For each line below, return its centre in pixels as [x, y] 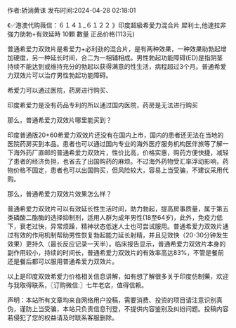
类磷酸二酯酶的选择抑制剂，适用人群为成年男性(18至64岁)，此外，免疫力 [112, 217]
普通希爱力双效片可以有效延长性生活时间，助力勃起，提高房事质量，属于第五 [118, 209]
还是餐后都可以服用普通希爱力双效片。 [63, 261]
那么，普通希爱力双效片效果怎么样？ [60, 194]
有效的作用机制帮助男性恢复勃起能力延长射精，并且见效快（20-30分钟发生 [121, 235]
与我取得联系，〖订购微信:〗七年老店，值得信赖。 [78, 285]
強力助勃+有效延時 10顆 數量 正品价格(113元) [71, 34]
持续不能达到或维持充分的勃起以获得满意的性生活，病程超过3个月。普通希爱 [117, 66]
